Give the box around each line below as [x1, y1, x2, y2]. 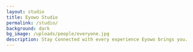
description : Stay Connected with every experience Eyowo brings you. [6, 36, 188, 42]
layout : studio [6, 8, 45, 15]
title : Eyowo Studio [6, 14, 59, 20]
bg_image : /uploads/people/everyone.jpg [6, 31, 110, 37]
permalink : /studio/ [6, 20, 59, 26]
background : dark [6, 25, 50, 32]
